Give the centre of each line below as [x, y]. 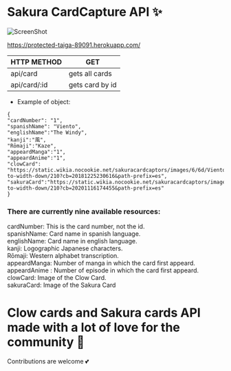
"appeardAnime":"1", [37, 158]
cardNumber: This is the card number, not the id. [76, 227]
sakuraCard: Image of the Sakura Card [62, 285]
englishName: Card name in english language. [72, 241]
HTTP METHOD [36, 61]
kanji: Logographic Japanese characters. [65, 248]
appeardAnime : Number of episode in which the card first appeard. [103, 270]
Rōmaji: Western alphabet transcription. [63, 256]
